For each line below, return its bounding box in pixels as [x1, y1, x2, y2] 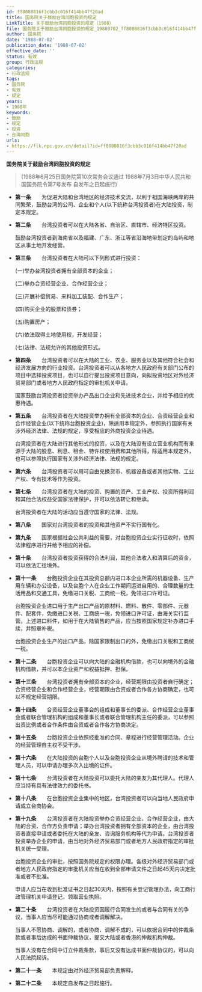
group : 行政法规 [6, 59, 43, 65]
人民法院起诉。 [14, 954, 52, 961]
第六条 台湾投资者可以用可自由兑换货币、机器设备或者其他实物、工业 [14, 467, 194, 475]
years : [6, 98, 23, 104]
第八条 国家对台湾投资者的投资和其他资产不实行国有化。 [14, 521, 163, 528]
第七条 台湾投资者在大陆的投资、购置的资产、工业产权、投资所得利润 [14, 488, 194, 495]
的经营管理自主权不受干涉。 [14, 741, 84, 749]
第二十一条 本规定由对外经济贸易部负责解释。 [14, 966, 136, 974]
